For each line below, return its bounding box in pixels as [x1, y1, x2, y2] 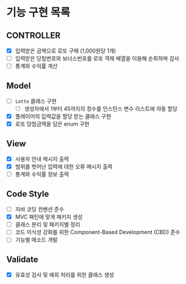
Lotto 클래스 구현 [15, 98, 57, 104]
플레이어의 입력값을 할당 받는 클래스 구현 [15, 113, 111, 120]
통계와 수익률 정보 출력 [15, 171, 69, 178]
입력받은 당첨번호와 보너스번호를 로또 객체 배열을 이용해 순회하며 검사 [15, 55, 179, 62]
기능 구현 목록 [6, 5, 71, 20]
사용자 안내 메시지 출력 [15, 155, 69, 163]
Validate [6, 254, 38, 264]
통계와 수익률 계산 [15, 62, 58, 70]
